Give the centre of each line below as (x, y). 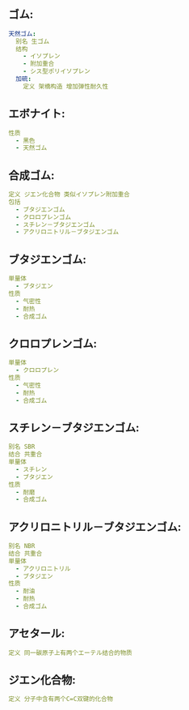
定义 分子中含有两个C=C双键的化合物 (61, 699)
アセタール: (37, 633)
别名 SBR (22, 447)
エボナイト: (37, 114)
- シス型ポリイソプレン (57, 71)
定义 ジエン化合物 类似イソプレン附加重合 (69, 195)
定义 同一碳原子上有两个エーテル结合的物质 (70, 652)
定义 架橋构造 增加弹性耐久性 (66, 86)
